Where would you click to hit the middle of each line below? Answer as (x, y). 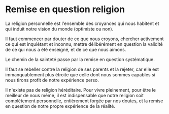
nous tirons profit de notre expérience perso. (52, 80)
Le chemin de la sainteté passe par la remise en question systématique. (80, 59)
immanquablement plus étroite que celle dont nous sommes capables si (80, 74)
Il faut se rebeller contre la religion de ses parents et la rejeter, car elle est (82, 69)
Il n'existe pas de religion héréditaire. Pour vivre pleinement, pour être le (81, 90)
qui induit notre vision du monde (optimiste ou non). (59, 28)
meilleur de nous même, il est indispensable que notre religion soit (74, 95)
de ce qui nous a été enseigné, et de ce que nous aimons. (66, 49)
